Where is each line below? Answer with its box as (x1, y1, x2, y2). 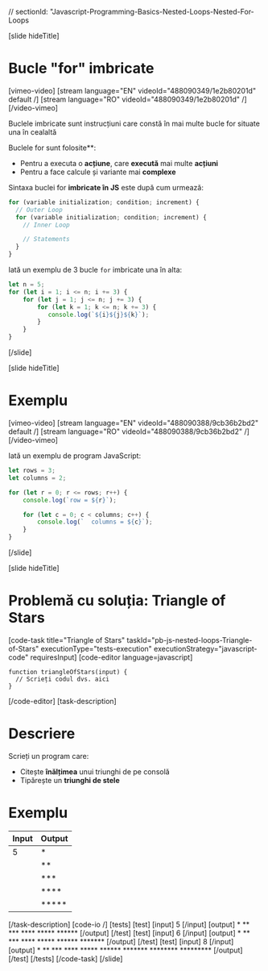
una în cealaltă (8, 127, 57, 136)
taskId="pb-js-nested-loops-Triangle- (126, 635, 253, 644)
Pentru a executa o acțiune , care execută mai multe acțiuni (19, 158, 219, 168)
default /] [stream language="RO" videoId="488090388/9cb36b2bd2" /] (8, 427, 249, 436)
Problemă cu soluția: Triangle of (8, 592, 226, 610)
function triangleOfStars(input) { (8, 668, 128, 676)
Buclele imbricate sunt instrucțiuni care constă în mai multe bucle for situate (8, 119, 260, 128)
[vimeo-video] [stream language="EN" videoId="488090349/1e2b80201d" (8, 85, 256, 95)
